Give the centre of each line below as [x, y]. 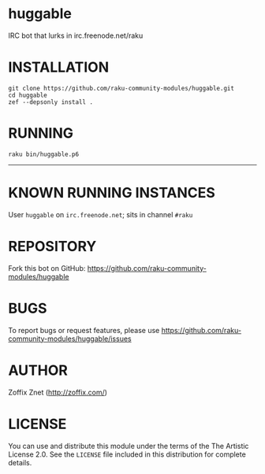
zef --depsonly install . [50, 102]
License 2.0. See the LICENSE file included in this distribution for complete [127, 454]
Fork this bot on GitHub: [47, 268]
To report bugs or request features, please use [84, 330]
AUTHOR [38, 370]
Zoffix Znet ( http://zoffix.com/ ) [58, 392]
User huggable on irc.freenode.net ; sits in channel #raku [101, 214]
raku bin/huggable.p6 [44, 154]
